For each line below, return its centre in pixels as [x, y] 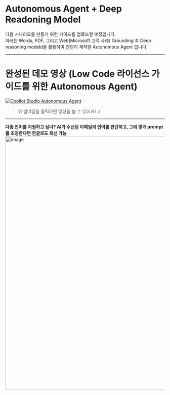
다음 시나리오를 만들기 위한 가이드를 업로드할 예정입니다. [61, 34]
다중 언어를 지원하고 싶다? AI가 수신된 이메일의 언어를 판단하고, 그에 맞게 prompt [84, 126]
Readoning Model [43, 19]
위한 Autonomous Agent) [84, 87]
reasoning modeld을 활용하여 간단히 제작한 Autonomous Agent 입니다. [76, 47]
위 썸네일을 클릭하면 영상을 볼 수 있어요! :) [59, 111]
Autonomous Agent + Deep [64, 9]
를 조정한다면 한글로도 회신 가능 [36, 133]
